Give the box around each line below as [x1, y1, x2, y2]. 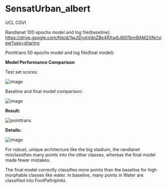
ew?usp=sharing [5, 39, 40, 45]
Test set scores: [5, 68, 38, 75]
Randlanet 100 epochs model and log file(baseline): [5, 29, 111, 35]
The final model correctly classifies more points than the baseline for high [5, 166, 157, 172]
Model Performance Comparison [5, 59, 75, 65]
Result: [5, 107, 20, 113]
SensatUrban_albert [5, 3, 91, 14]
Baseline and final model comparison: [5, 88, 83, 94]
